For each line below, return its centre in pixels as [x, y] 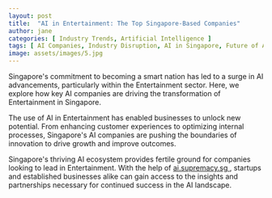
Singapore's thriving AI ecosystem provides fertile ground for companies [130, 159]
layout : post [30, 16]
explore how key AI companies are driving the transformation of [115, 93]
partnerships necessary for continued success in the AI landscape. [120, 185]
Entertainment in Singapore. [55, 102]
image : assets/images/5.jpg [56, 53]
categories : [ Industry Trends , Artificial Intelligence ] [110, 38]
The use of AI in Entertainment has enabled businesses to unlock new [125, 118]
